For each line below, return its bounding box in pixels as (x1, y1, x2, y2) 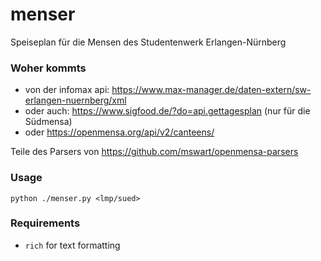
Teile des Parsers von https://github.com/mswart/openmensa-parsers (10, 146, 299, 158)
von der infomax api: (24, 84, 110, 96)
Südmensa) (24, 116, 73, 128)
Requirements (10, 216, 81, 230)
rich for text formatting (24, 239, 121, 251)
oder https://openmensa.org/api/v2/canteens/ (24, 126, 215, 138)
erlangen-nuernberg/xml (24, 94, 127, 107)
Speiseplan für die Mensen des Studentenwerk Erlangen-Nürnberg (10, 36, 287, 48)
